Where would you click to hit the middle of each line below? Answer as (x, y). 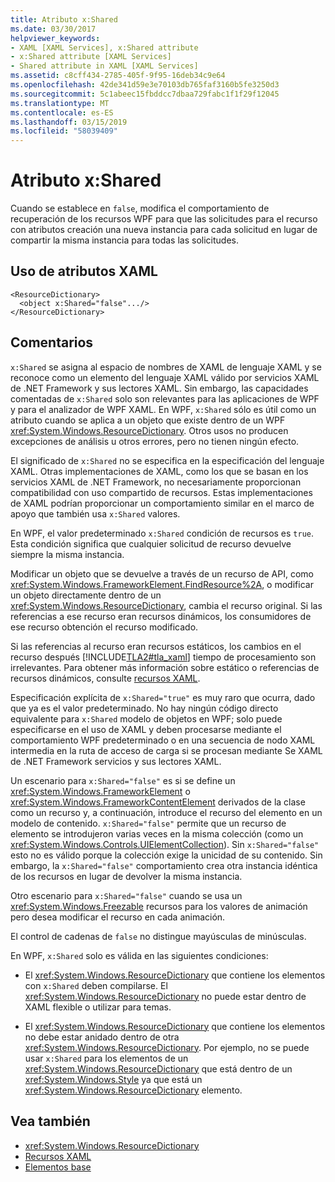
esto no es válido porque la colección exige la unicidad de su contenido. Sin (166, 855)
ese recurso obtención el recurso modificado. (104, 627)
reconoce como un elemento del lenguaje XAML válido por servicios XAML (165, 377)
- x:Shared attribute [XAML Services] (91, 57)
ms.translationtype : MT (60, 103)
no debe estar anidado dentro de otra (102, 1037)
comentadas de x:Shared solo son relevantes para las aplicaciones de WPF (165, 398)
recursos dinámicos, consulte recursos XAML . (105, 678)
